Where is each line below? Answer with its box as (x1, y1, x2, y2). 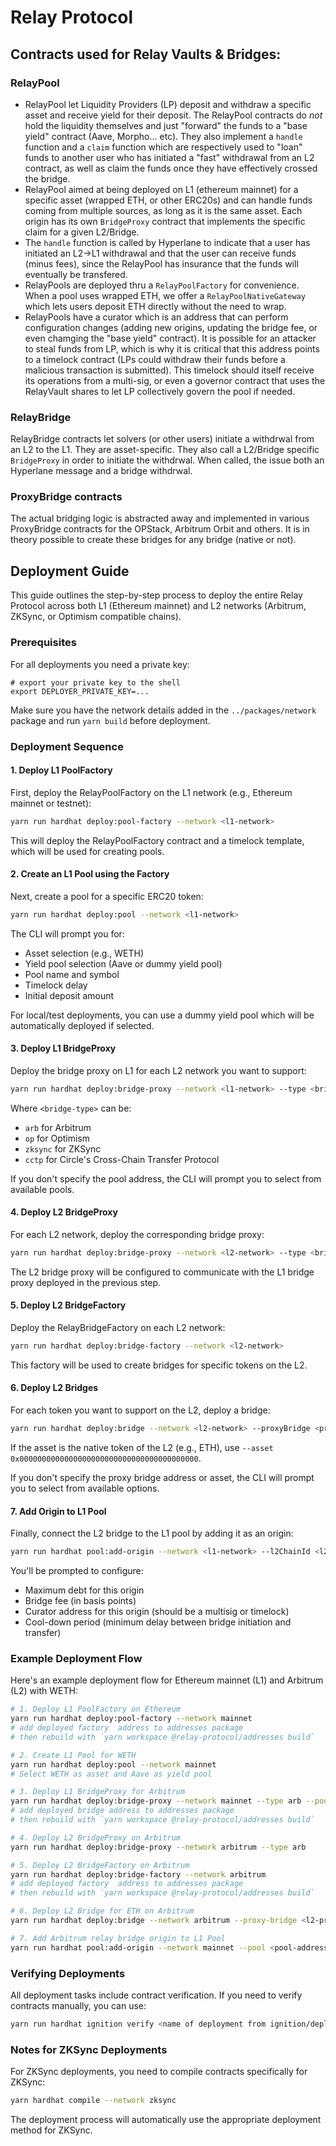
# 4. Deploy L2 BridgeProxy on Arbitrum (10, 1832, 182, 1843)
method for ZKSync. (10, 2124, 93, 2136)
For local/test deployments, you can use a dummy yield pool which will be (10, 1009, 315, 1021)
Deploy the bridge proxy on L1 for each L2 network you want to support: (10, 1064, 307, 1076)
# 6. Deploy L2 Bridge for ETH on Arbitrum (10, 1906, 195, 1916)
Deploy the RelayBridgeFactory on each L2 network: (10, 1322, 226, 1334)
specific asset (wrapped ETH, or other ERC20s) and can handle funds (24, 194, 313, 206)
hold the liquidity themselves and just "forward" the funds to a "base (24, 119, 308, 131)
